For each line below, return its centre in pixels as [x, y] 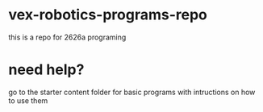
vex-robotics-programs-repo [108, 15]
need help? [46, 70]
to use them [28, 100]
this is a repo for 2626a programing [67, 37]
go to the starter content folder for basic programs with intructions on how [132, 92]
